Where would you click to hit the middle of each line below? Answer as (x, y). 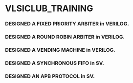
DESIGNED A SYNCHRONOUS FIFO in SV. (55, 63)
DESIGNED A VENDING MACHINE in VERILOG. (60, 50)
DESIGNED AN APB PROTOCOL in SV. (50, 76)
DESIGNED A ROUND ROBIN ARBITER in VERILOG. (65, 37)
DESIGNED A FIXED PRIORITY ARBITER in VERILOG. (67, 24)
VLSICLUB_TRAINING (49, 9)
